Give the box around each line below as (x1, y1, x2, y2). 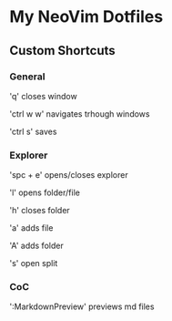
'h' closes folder (9, 205, 70, 216)
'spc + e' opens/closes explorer (9, 170, 129, 181)
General (9, 70, 46, 83)
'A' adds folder (9, 240, 64, 252)
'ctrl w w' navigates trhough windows (9, 108, 150, 119)
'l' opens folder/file (9, 187, 80, 198)
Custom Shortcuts (9, 43, 116, 58)
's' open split (9, 258, 58, 269)
